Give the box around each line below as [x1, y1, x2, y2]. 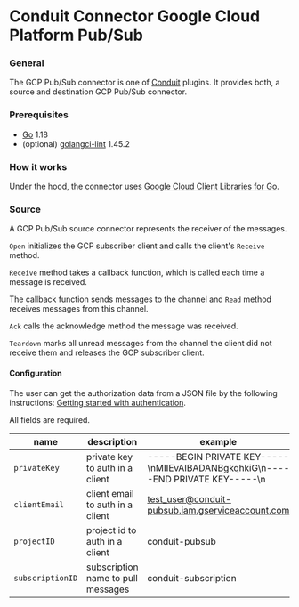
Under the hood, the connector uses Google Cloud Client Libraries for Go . [9, 181, 280, 192]
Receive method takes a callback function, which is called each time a [9, 267, 265, 278]
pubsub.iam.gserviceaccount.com [146, 504, 290, 516]
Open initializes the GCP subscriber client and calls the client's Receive [9, 240, 265, 251]
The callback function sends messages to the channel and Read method [9, 294, 271, 304]
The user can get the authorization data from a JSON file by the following [9, 387, 278, 398]
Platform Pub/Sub [9, 25, 144, 45]
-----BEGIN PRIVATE [146, 450, 242, 463]
